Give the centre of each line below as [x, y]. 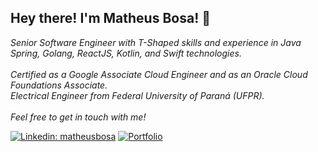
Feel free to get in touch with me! [78, 117]
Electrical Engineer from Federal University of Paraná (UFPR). [137, 95]
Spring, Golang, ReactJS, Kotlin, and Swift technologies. [126, 53]
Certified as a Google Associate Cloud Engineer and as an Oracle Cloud [159, 74]
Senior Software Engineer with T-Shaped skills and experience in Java [156, 42]
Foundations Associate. [59, 85]
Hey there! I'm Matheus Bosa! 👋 [110, 18]
